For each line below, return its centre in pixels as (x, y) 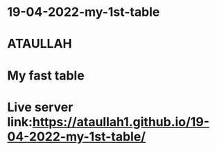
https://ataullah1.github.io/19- (121, 122)
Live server (40, 107)
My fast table (46, 75)
